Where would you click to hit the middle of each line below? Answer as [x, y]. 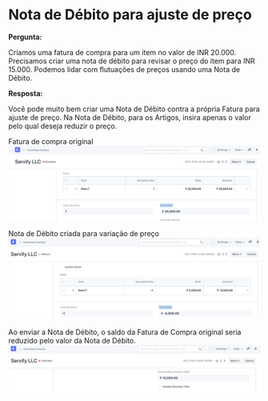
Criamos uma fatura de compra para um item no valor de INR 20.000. [122, 52]
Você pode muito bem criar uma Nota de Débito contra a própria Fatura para [134, 109]
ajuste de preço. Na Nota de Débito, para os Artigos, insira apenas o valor [130, 117]
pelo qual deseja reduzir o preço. [63, 126]
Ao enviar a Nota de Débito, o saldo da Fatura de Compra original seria [125, 332]
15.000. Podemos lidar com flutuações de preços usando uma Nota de [124, 69]
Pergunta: [25, 37]
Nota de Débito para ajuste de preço [130, 15]
